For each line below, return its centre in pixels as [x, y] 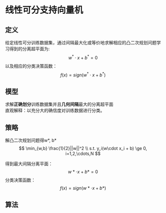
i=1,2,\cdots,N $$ [83, 153]
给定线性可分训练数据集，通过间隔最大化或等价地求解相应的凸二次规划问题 [81, 43]
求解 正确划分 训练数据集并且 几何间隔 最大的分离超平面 [59, 105]
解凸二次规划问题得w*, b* [31, 140]
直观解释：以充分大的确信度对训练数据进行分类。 [55, 110]
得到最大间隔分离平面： [29, 164]
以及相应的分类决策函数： [31, 66]
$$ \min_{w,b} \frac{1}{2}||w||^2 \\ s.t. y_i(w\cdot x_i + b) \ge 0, [83, 148]
